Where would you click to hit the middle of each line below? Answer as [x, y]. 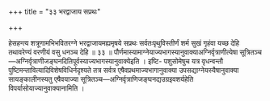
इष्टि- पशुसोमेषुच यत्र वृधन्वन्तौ [186, 61]
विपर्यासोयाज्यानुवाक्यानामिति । [46, 88]
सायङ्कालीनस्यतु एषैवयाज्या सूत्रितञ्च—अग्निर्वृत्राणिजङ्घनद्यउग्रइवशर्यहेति [101, 79]
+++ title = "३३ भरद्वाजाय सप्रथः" [55, 12]
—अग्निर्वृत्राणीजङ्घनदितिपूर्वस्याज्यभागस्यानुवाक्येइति [74, 61]
